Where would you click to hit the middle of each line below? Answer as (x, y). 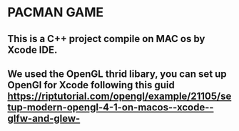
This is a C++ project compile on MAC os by (106, 39)
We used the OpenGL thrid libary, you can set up (117, 74)
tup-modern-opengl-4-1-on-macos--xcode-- (111, 107)
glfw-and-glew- (44, 118)
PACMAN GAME (56, 12)
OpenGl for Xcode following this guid (91, 85)
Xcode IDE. (32, 49)
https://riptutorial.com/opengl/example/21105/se (119, 96)
